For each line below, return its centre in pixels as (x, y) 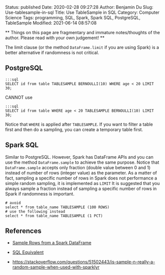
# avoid (13, 203)
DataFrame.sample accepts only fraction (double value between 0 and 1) (78, 167)
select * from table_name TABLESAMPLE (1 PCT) (54, 216)
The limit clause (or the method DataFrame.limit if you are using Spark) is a (82, 47)
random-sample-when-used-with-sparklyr (56, 267)
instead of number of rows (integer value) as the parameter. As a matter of (81, 173)
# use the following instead (35, 211)
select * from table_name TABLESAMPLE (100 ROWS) (57, 207)
